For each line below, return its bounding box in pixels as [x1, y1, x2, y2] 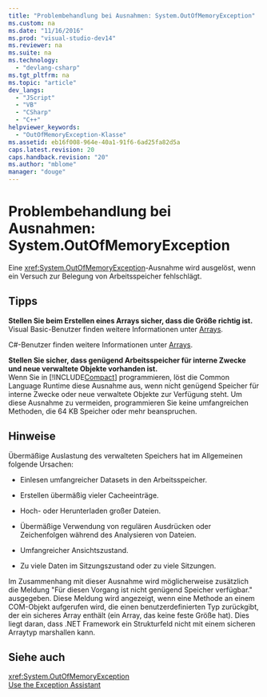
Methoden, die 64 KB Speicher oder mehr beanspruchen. [8, 406, 197, 416]
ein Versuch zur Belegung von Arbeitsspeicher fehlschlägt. [8, 271, 202, 281]
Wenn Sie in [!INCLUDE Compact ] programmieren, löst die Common [8, 372, 230, 382]
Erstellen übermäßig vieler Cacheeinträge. [19, 490, 159, 500]
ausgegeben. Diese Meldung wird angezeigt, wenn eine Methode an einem [8, 593, 256, 603]
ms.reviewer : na [8, 42, 62, 50]
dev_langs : [8, 86, 45, 94]
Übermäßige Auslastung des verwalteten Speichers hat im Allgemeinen [8, 451, 243, 460]
